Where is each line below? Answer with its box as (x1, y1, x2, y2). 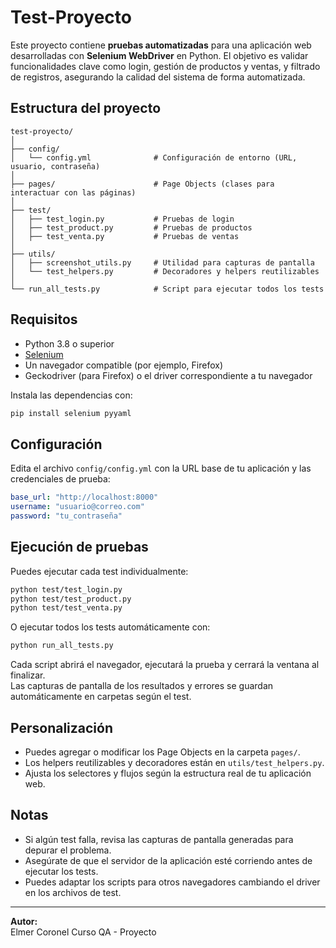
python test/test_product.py (10, 594, 132, 604)
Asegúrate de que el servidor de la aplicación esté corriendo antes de (24, 854, 313, 866)
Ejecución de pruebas (10, 539, 149, 556)
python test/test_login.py (10, 584, 123, 595)
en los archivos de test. (24, 886, 122, 898)
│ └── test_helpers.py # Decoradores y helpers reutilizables (10, 266, 320, 276)
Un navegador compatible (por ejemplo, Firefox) (24, 359, 224, 371)
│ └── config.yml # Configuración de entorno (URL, (10, 152, 298, 163)
